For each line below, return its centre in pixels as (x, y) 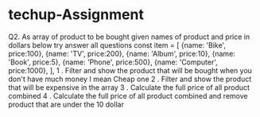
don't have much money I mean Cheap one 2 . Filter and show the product (130, 79)
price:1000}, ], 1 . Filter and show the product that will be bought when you (130, 70)
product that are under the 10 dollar (66, 104)
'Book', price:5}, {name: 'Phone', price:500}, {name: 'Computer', (113, 62)
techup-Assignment (76, 15)
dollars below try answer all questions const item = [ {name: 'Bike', (117, 45)
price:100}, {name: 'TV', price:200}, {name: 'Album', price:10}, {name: (122, 53)
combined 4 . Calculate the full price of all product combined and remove (128, 96)
